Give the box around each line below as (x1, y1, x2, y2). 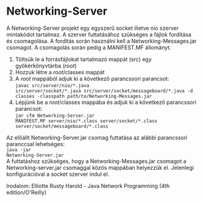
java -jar (6, 147, 32, 153)
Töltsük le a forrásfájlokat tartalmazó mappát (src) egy (15, 55, 152, 63)
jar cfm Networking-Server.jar (15, 113, 95, 119)
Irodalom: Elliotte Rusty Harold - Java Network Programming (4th (6, 182, 170, 189)
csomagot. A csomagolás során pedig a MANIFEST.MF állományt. (6, 44, 172, 51)
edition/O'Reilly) (6, 189, 47, 196)
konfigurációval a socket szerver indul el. (6, 170, 110, 178)
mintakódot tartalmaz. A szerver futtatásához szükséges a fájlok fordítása (6, 30, 192, 38)
